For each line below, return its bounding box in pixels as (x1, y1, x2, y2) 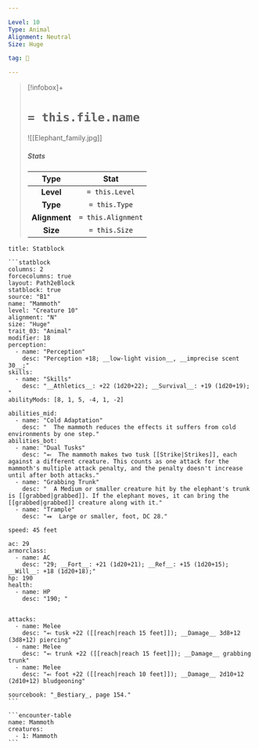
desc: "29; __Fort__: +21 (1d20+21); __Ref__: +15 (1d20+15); (22, 561, 229, 569)
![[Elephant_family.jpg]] (27, 133, 103, 143)
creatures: (8, 725, 44, 733)
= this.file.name (27, 111, 141, 125)
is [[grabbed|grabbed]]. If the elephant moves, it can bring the (8, 492, 229, 500)
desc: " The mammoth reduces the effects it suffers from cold (22, 424, 236, 431)
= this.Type (88, 201, 133, 209)
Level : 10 (8, 18, 41, 26)
